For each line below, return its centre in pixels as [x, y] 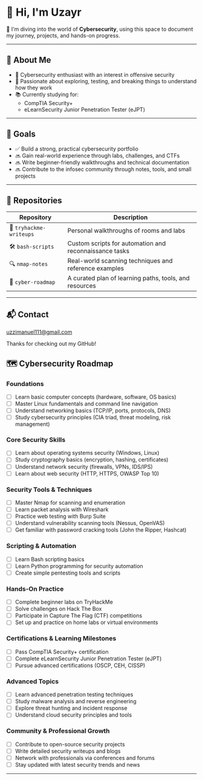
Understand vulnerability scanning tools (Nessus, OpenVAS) [90, 523]
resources [82, 286]
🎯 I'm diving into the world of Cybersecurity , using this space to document [100, 29]
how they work [34, 88]
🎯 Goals [21, 134]
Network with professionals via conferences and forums [85, 758]
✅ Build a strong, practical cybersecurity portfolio [77, 149]
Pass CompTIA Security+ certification [62, 651]
